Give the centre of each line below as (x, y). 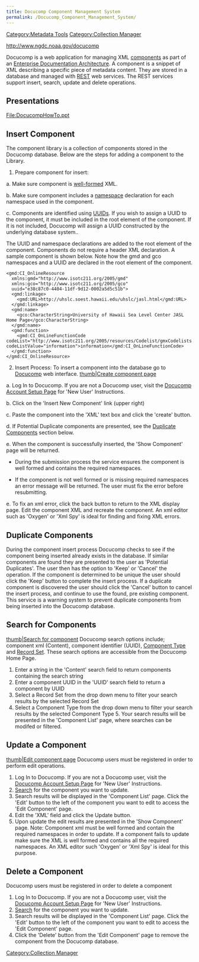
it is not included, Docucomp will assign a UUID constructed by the (88, 226)
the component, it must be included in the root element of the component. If (99, 220)
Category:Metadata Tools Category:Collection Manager (74, 34)
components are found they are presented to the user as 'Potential (87, 562)
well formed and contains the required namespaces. (78, 468)
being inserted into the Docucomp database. (61, 606)
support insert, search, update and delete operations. (71, 82)
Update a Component (46, 745)
